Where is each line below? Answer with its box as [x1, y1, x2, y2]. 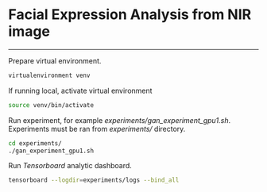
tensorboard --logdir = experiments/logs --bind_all [8, 176, 180, 184]
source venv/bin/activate [8, 101, 94, 109]
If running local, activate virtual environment [8, 86, 153, 95]
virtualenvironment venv [8, 71, 91, 79]
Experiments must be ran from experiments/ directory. [8, 124, 186, 133]
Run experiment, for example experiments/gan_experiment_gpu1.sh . [8, 115, 231, 125]
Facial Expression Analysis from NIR [8, 6, 252, 24]
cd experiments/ [8, 139, 62, 148]
